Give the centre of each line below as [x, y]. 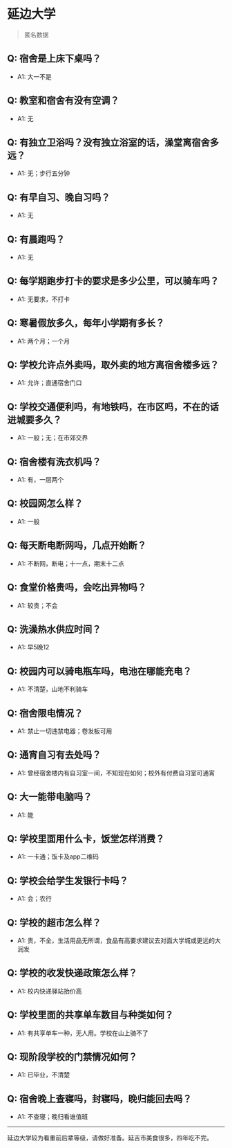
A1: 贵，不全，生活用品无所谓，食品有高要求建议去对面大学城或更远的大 [119, 940]
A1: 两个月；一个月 [43, 341]
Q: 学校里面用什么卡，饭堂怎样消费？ [86, 838]
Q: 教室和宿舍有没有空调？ [63, 101]
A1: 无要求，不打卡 [43, 299]
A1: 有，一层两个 [40, 480]
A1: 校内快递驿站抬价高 [49, 991]
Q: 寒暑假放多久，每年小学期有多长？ [86, 323]
